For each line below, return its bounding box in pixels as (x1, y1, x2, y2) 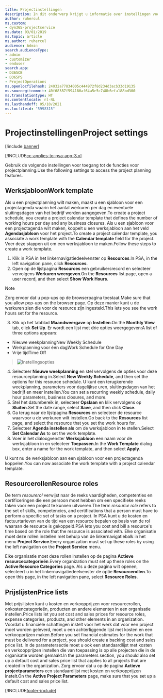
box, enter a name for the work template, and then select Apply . (12, 446, 141, 451)
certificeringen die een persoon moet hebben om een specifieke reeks (5, 498, 146, 503)
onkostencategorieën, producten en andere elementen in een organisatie (5, 606, 151, 612)
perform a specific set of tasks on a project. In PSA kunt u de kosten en (5, 513, 148, 519)
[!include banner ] (5, 143, 40, 149)
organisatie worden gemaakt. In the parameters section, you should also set (5, 652, 156, 658)
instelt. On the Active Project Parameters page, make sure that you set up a (5, 673, 156, 679)
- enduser (5, 61, 25, 66)
